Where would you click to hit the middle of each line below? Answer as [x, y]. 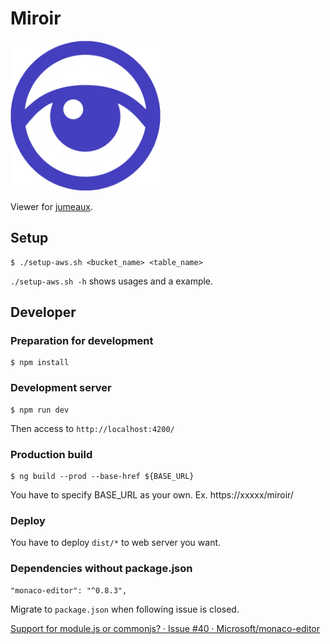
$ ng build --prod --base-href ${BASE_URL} [102, 477]
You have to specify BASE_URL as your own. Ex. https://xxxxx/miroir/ [152, 495]
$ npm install [40, 363]
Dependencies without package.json [101, 569]
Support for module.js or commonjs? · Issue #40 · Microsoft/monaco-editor [165, 628]
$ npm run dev [40, 410]
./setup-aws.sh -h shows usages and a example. [112, 281]
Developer [43, 312]
